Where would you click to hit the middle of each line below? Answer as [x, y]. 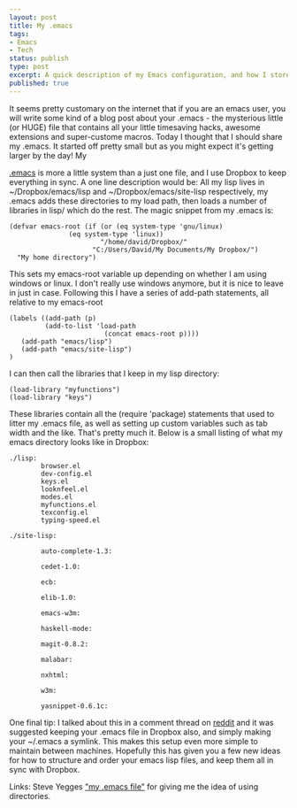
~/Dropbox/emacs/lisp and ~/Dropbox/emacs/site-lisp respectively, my [139, 191]
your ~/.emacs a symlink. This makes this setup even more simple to [134, 741]
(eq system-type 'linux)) [116, 234]
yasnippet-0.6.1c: [75, 706]
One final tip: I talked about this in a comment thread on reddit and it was [141, 722]
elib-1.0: [59, 597]
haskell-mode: [67, 628]
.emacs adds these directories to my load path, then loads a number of [138, 201]
